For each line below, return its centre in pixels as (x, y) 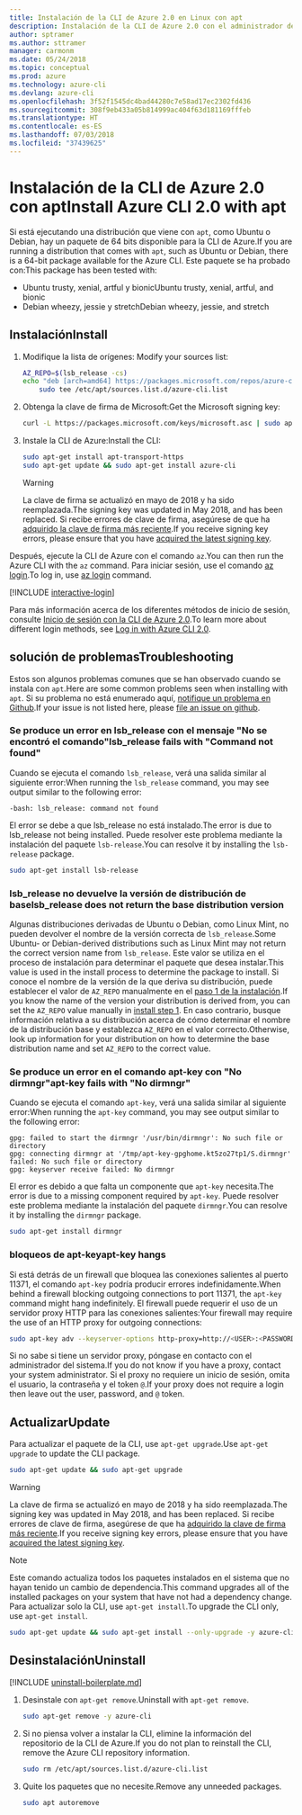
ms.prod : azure (38, 76)
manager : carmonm (42, 51)
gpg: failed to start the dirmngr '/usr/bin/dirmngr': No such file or (146, 1138)
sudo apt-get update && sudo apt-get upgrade (96, 1470)
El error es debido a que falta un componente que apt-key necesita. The (142, 1186)
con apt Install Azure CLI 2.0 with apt (148, 207)
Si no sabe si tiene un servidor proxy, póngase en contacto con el (131, 1356)
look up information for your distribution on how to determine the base (139, 1039)
